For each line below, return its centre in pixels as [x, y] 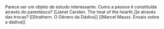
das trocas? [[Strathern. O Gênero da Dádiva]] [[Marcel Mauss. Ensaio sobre [82, 17]
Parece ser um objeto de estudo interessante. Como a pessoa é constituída [81, 7]
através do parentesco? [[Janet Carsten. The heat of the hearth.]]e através [80, 12]
